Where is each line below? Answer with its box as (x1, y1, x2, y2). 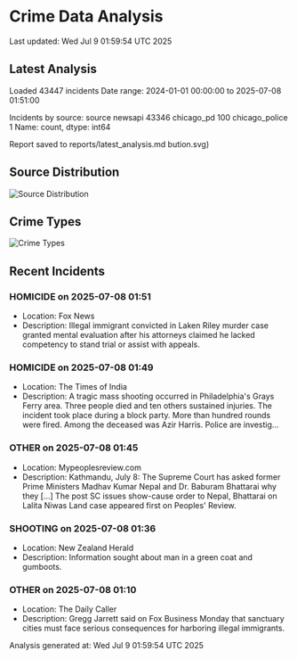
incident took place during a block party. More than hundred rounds (21, 410, 271, 421)
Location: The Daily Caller (21, 604, 117, 614)
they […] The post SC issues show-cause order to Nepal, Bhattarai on (21, 490, 277, 501)
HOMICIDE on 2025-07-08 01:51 (9, 290, 151, 302)
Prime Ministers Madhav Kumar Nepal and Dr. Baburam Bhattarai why (21, 481, 277, 491)
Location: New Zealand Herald (21, 542, 134, 553)
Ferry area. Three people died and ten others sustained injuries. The (21, 400, 273, 411)
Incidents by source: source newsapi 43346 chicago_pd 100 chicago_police (9, 111, 288, 122)
